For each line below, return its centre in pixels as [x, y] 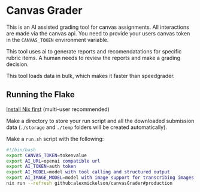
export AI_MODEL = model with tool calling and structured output [88, 172]
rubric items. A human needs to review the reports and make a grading [93, 58]
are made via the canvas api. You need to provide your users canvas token [98, 33]
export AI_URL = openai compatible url [53, 161]
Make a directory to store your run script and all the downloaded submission [100, 121]
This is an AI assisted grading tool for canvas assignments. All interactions [98, 27]
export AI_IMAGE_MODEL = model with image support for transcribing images [100, 178]
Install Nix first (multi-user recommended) [58, 109]
